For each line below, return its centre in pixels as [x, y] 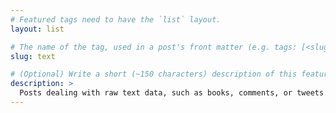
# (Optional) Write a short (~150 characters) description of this [154, 74]
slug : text [33, 56]
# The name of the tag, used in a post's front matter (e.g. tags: [154, 47]
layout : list [37, 29]
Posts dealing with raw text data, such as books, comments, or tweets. [174, 93]
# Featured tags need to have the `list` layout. [116, 19]
